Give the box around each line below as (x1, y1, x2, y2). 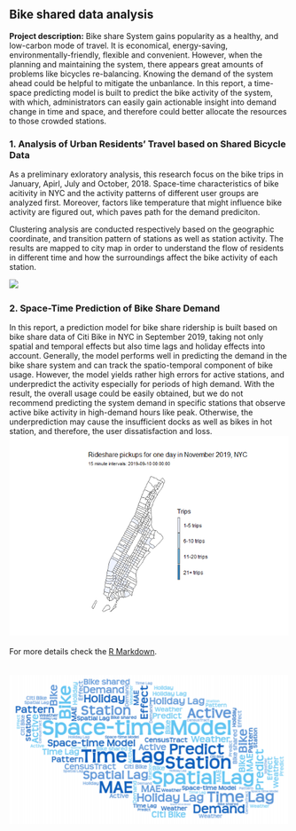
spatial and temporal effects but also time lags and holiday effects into (9, 341, 266, 352)
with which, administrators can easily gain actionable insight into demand (9, 97, 277, 107)
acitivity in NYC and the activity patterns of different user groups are (9, 188, 260, 199)
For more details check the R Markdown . (9, 646, 158, 657)
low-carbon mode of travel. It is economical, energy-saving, (9, 40, 229, 51)
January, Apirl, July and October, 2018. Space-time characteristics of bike (9, 178, 279, 189)
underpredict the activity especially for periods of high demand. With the (9, 379, 275, 390)
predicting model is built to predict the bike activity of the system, (34, 87, 273, 98)
